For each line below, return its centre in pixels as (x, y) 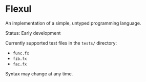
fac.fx (20, 64)
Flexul (18, 9)
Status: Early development (33, 33)
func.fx (21, 53)
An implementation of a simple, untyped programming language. (73, 23)
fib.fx (20, 59)
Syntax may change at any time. (39, 74)
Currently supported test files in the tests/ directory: (61, 43)
